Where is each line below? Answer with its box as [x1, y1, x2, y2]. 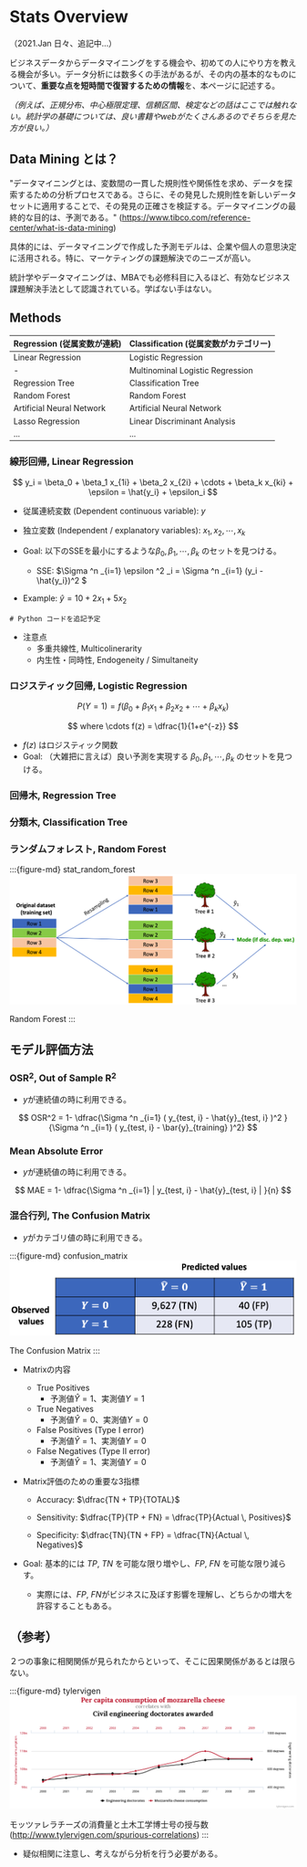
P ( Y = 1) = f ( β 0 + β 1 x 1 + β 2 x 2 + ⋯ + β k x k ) [77, 701, 230, 714]
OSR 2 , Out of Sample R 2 [9, 1071, 117, 1084]
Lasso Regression [13, 416, 80, 427]
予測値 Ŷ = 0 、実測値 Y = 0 [49, 1414, 148, 1425]
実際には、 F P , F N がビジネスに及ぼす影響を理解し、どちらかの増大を [36, 1588, 293, 1599]
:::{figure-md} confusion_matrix [9, 1250, 128, 1261]
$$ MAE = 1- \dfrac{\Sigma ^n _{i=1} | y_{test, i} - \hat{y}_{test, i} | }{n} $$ [15, 1185, 292, 1196]
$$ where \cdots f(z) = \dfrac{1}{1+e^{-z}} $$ [67, 721, 240, 732]
